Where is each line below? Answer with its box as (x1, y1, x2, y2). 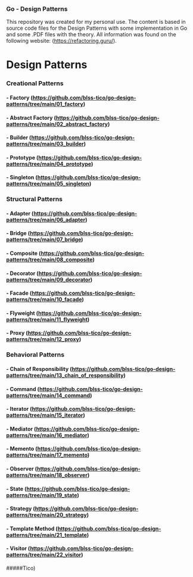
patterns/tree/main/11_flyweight (6, 316, 88, 323)
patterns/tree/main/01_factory (6, 101, 83, 107)
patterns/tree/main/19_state (6, 491, 77, 498)
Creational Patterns (6, 79, 64, 88)
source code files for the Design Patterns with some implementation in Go (6, 24, 188, 32)
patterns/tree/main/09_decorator (6, 276, 91, 283)
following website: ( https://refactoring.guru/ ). (6, 38, 117, 45)
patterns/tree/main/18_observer (6, 471, 88, 478)
